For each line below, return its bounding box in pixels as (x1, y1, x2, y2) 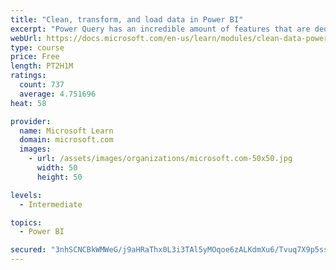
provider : (10, 116, 52, 126)
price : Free (10, 52, 60, 62)
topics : (10, 217, 43, 228)
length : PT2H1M (10, 61, 74, 71)
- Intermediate (19, 199, 83, 210)
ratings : (10, 71, 47, 81)
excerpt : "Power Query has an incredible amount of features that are (10, 24, 311, 34)
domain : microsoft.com (19, 135, 114, 145)
